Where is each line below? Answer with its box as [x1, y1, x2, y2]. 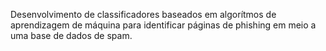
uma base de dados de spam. [10, 30, 133, 41]
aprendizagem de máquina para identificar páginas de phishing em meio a [10, 19, 317, 31]
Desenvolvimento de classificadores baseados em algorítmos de [10, 9, 277, 20]
